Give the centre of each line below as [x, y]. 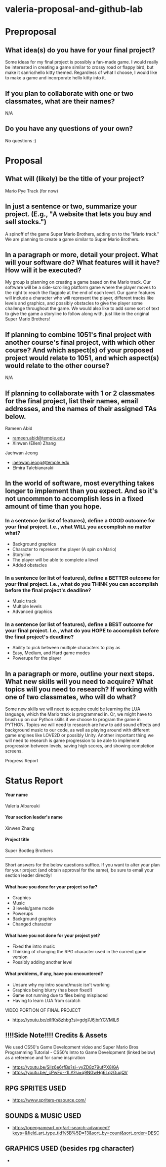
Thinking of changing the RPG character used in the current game [79, 952]
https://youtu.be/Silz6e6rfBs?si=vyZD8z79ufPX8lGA [66, 1067]
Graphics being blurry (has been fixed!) [52, 990]
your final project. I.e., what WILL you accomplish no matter [78, 527]
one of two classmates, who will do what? [71, 697]
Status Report [34, 781]
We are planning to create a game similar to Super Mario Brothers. [72, 239]
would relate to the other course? [57, 366]
